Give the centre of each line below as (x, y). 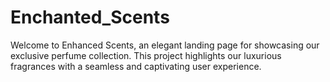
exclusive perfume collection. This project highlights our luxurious (146, 55)
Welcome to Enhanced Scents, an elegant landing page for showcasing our (165, 45)
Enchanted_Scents (90, 17)
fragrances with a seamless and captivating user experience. (136, 66)
